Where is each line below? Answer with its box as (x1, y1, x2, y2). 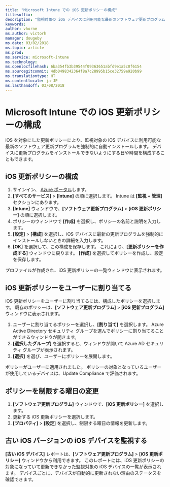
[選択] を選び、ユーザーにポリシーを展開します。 (12, 353, 115, 360)
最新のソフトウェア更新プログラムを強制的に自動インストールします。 (5, 143, 151, 149)
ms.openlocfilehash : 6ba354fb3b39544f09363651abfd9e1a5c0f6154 (5, 64, 142, 69)
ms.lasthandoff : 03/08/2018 (5, 83, 65, 88)
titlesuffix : (5, 12, 33, 17)
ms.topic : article (5, 45, 44, 50)
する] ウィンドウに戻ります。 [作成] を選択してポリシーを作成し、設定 (17, 250, 163, 256)
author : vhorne (5, 26, 38, 31)
